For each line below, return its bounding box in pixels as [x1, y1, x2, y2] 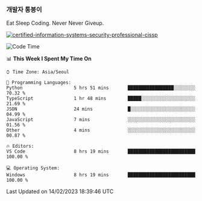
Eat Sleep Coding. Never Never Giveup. [6, 19, 104, 27]
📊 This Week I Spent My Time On [6, 55, 92, 62]
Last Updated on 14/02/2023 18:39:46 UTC [6, 188, 114, 195]
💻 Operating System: [6, 165, 60, 171]
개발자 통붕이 [6, 5, 42, 13]
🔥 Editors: [6, 143, 34, 150]
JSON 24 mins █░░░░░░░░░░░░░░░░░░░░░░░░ [6, 106, 196, 113]
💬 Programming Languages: [6, 80, 71, 86]
